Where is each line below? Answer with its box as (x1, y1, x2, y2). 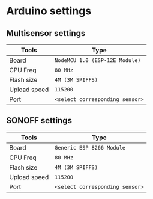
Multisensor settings (6, 28, 86, 38)
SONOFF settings (6, 115, 72, 126)
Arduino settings (6, 4, 92, 18)
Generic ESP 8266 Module (55, 144, 126, 151)
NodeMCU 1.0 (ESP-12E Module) (55, 57, 141, 64)
